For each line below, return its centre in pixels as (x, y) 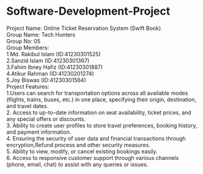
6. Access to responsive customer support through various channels (93, 158)
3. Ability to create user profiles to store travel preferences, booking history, (102, 125)
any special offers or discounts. (46, 119)
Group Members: (28, 48)
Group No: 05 (24, 41)
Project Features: (28, 86)
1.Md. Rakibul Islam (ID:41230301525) (54, 54)
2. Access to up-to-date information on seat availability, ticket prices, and (99, 112)
